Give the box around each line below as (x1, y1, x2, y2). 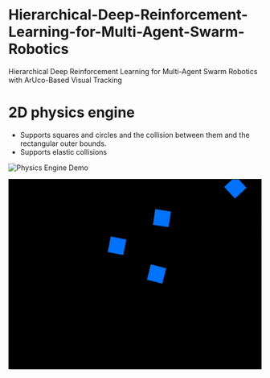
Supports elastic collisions (19, 147, 107, 156)
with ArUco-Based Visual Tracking (8, 75, 123, 85)
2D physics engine (8, 103, 135, 122)
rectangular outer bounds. (19, 139, 107, 148)
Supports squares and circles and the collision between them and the (19, 130, 251, 139)
